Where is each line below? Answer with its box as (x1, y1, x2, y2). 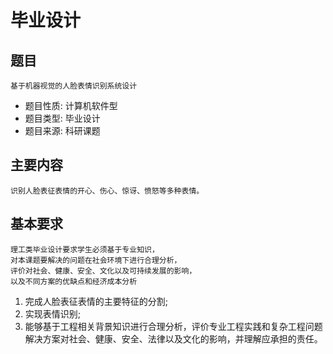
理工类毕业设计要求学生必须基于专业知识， (10, 244, 160, 255)
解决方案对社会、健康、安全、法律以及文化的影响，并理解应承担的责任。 (24, 332, 323, 345)
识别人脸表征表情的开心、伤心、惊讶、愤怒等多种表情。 (10, 186, 205, 196)
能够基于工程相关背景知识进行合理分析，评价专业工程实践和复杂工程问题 (24, 320, 323, 332)
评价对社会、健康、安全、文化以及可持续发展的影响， (10, 266, 197, 276)
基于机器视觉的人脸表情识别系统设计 (10, 81, 138, 91)
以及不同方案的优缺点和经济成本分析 (10, 276, 138, 286)
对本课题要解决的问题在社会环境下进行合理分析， (10, 255, 182, 265)
